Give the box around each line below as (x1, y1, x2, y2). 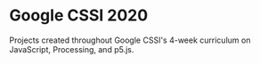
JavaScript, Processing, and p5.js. (9, 44, 134, 54)
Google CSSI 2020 (9, 5, 149, 26)
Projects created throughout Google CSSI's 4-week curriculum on (9, 35, 251, 45)
